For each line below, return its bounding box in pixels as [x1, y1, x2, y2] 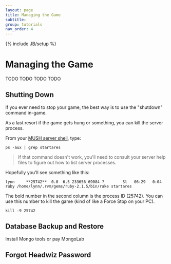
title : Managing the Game [5, 12, 61, 17]
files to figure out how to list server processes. [17, 159, 117, 165]
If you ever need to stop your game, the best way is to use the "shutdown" [5, 104, 163, 110]
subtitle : [5, 17, 27, 22]
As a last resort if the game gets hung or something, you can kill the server [5, 119, 163, 126]
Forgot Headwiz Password [5, 251, 91, 259]
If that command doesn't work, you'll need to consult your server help [17, 154, 166, 160]
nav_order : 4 [5, 27, 33, 32]
